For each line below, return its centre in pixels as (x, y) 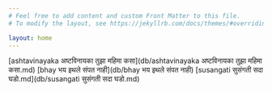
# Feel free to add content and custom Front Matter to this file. (125, 16)
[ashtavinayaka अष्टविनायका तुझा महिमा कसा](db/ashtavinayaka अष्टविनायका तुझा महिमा (136, 61)
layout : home (30, 38)
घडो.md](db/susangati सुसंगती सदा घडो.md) (74, 79)
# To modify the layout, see (57, 23)
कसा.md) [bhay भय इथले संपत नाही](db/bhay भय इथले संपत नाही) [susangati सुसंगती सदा (136, 70)
